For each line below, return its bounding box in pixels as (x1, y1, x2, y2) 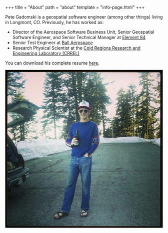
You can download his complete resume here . (5, 60, 100, 66)
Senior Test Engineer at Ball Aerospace (12, 40, 93, 46)
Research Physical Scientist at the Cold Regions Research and (12, 45, 141, 51)
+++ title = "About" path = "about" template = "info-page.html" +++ (5, 5, 145, 10)
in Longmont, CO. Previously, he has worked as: (5, 20, 104, 25)
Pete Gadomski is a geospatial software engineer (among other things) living (5, 14, 163, 20)
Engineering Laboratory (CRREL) (12, 50, 80, 56)
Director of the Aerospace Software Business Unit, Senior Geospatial (12, 29, 154, 35)
